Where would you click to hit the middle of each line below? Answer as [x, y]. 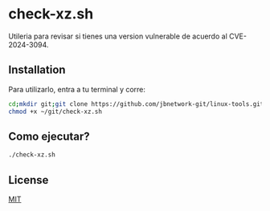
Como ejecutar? [49, 136]
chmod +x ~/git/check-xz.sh [55, 112]
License [29, 180]
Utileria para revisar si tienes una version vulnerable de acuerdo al [118, 36]
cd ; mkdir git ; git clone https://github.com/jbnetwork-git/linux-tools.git [136, 104]
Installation [37, 70]
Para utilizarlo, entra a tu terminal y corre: [77, 89]
